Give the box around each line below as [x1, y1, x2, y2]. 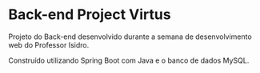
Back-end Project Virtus [8, 6, 171, 24]
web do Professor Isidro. [8, 40, 90, 49]
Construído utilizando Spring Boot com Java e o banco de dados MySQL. [8, 56, 250, 65]
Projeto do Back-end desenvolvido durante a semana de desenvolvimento [8, 32, 252, 41]
